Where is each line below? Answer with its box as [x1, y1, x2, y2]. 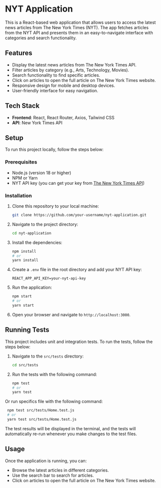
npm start [12, 294, 32, 299]
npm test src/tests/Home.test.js [7, 408, 75, 413]
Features [5, 49, 32, 57]
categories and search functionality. [5, 35, 77, 41]
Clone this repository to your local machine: [12, 203, 99, 209]
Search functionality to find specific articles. [12, 72, 101, 78]
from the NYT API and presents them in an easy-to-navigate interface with [5, 30, 153, 35]
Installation [5, 192, 32, 199]
